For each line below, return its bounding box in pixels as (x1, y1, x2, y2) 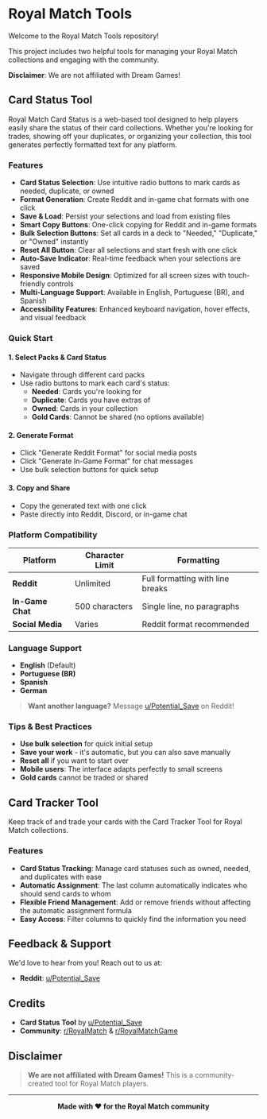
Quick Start (8, 332, 53, 343)
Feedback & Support (8, 937, 112, 951)
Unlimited (75, 578, 111, 589)
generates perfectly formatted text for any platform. (8, 140, 177, 149)
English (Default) (19, 660, 76, 670)
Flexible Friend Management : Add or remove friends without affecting (19, 897, 251, 907)
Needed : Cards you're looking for (31, 387, 142, 397)
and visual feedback (19, 313, 87, 323)
